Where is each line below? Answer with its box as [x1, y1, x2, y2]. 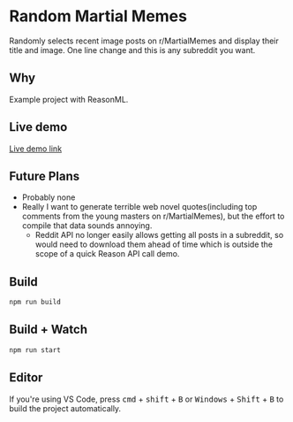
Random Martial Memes [9, 6, 188, 27]
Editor [9, 370, 43, 386]
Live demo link [9, 143, 63, 154]
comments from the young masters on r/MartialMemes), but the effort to [21, 211, 285, 222]
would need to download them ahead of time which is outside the [34, 239, 274, 249]
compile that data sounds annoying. [21, 220, 153, 231]
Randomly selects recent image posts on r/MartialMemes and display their [9, 35, 280, 46]
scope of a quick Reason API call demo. [34, 249, 180, 259]
